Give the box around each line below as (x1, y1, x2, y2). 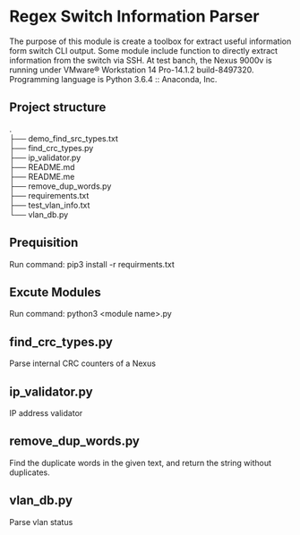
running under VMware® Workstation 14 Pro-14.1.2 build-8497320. (9, 64, 254, 75)
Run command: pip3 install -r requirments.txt (9, 259, 175, 269)
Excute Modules (9, 284, 101, 300)
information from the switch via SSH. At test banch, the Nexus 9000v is (9, 55, 272, 65)
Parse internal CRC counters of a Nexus (9, 358, 157, 369)
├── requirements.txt (9, 190, 90, 200)
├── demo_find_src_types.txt (9, 132, 119, 144)
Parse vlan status (9, 516, 73, 527)
